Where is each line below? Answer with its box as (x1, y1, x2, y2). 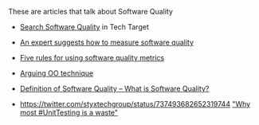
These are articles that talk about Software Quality (8, 7, 174, 16)
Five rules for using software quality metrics (19, 53, 165, 62)
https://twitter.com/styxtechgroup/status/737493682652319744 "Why (19, 100, 251, 108)
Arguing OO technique (19, 68, 94, 78)
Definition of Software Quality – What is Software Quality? (19, 84, 210, 93)
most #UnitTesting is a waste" (19, 107, 118, 117)
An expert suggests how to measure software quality (19, 37, 194, 47)
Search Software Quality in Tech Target (19, 22, 149, 31)
